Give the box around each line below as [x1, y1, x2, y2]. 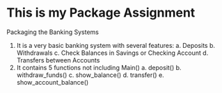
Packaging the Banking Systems [6, 28, 99, 36]
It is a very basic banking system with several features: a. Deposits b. [16, 41, 216, 49]
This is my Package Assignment [6, 5, 196, 21]
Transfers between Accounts [16, 56, 100, 64]
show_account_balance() [16, 78, 89, 86]
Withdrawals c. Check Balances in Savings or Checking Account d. [16, 49, 209, 57]
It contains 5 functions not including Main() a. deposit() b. [16, 63, 182, 71]
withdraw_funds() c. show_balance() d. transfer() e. [16, 71, 164, 79]
